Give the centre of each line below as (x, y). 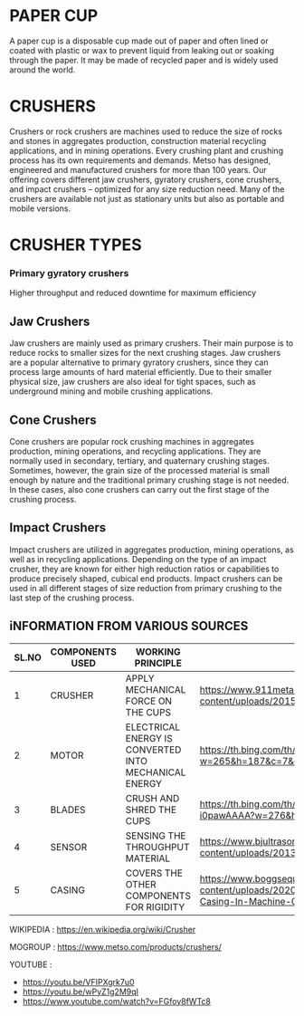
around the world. (43, 70)
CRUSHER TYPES (76, 245)
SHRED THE (151, 810)
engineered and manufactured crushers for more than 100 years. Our (138, 169)
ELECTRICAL (153, 727)
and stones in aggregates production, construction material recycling (138, 140)
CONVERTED (153, 750)
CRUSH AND (152, 798)
